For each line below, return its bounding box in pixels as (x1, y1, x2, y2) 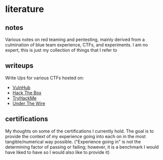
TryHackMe (12, 95, 37, 101)
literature (5, 3, 44, 15)
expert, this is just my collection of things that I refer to (5, 47, 117, 53)
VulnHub (12, 84, 31, 90)
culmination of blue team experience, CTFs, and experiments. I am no (5, 42, 148, 48)
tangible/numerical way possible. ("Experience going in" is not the (5, 139, 141, 145)
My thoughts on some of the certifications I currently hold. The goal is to (5, 128, 154, 134)
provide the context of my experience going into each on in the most (5, 133, 146, 139)
